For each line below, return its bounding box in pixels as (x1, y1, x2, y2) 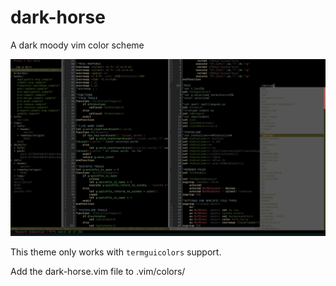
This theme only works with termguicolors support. (10, 246, 222, 258)
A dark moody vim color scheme (10, 39, 145, 51)
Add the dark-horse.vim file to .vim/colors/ (10, 266, 186, 278)
